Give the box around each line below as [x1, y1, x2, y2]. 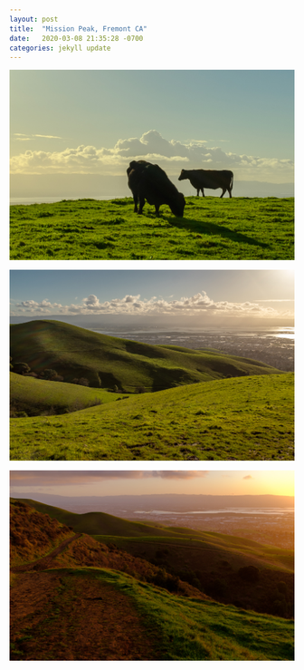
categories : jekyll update [9, 44, 111, 53]
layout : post [9, 15, 59, 24]
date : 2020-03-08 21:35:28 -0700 [9, 34, 144, 43]
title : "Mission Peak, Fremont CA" [9, 24, 147, 34]
